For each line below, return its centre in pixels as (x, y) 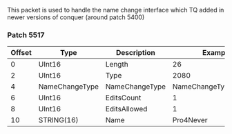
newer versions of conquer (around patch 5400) (76, 17)
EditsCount (123, 98)
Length (117, 65)
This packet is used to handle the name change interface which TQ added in (116, 10)
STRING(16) (58, 120)
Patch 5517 (26, 35)
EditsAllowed (126, 109)
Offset (21, 53)
